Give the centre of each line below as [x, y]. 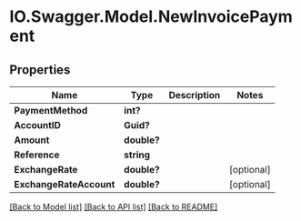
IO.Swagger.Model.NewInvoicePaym [151, 17]
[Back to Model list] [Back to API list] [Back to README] [114, 207]
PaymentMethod [51, 110]
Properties [40, 70]
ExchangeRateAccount [65, 184]
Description [195, 95]
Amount [32, 140]
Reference [37, 155]
